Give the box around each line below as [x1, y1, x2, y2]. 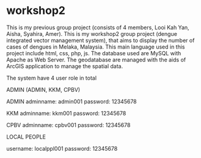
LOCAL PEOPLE [6, 133, 46, 140]
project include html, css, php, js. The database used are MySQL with [6, 49, 181, 57]
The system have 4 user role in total [6, 74, 97, 81]
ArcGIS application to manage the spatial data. [6, 62, 123, 70]
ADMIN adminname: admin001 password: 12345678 [6, 98, 137, 105]
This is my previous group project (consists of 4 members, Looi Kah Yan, [6, 24, 189, 31]
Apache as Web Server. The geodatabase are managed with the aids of [6, 56, 186, 63]
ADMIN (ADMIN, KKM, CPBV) [6, 86, 81, 93]
